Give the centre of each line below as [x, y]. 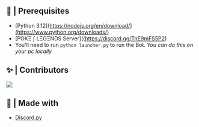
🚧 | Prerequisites [38, 11]
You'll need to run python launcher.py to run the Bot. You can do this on [104, 45]
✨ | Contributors [38, 70]
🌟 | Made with [32, 103]
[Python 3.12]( [32, 25]
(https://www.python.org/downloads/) [62, 32]
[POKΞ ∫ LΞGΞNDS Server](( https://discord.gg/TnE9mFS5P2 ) [91, 38]
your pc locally [33, 51]
